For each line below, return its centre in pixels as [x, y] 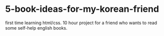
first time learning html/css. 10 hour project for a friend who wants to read [81, 23]
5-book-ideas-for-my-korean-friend [82, 9]
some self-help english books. [36, 28]
